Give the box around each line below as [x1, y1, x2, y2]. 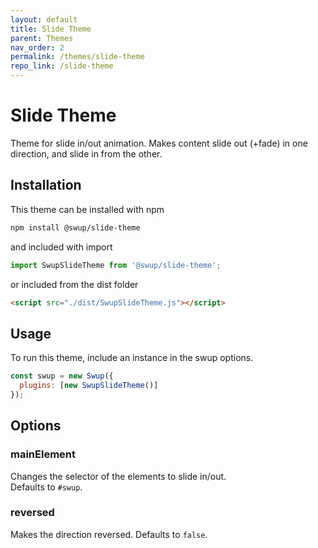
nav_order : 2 [10, 42, 65, 53]
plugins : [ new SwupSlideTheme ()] [19, 381, 159, 391]
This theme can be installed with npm [10, 203, 165, 215]
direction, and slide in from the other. [10, 147, 163, 160]
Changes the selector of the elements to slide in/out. [10, 470, 227, 482]
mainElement [10, 447, 77, 461]
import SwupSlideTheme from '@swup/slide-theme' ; [10, 260, 222, 270]
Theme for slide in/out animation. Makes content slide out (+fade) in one [10, 137, 308, 149]
